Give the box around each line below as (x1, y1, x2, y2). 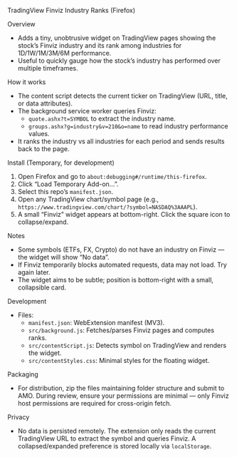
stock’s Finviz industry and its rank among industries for (17, 41, 182, 49)
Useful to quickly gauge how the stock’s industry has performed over (17, 56, 221, 65)
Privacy (7, 413, 30, 421)
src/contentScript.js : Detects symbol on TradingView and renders (28, 342, 226, 349)
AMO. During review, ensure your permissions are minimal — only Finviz (17, 391, 229, 400)
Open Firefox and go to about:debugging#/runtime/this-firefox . (17, 173, 207, 180)
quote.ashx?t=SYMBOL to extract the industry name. (28, 114, 176, 123)
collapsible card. (17, 283, 66, 292)
